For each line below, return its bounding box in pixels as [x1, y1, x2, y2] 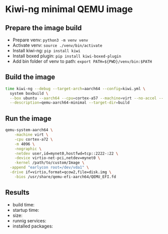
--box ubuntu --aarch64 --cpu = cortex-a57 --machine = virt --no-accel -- [10, 96, 164, 101]
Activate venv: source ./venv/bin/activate [12, 42, 102, 48]
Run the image [5, 114, 52, 123]
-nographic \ [14, 146, 42, 151]
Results [5, 188, 30, 197]
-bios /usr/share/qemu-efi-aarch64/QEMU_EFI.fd [14, 174, 116, 179]
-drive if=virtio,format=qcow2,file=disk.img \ [10, 170, 112, 175]
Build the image [5, 73, 55, 82]
